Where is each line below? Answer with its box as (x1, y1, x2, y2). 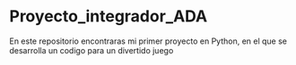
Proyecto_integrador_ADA (9, 6, 208, 27)
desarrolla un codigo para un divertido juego (9, 45, 174, 55)
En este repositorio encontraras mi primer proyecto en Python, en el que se (9, 36, 288, 46)
